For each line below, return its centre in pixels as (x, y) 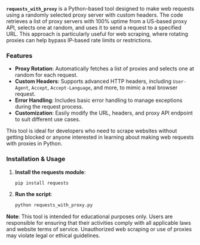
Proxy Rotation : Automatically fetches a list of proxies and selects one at (104, 69)
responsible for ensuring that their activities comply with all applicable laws (99, 223)
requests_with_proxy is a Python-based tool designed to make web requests (100, 9)
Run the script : (33, 194)
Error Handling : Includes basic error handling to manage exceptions (99, 100)
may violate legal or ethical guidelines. (53, 235)
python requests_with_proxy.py (54, 205)
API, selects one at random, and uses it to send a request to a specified (94, 27)
